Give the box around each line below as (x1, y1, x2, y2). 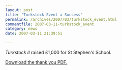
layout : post (5, 7, 33, 13)
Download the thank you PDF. (5, 59, 68, 65)
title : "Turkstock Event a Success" (5, 12, 83, 17)
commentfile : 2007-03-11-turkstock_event (5, 21, 95, 27)
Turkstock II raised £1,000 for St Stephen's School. (5, 49, 112, 55)
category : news (5, 26, 38, 31)
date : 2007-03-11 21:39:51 (5, 31, 63, 36)
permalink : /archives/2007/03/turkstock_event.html (5, 17, 117, 22)
